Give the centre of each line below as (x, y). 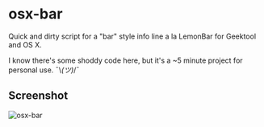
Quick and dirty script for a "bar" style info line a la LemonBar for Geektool (132, 36)
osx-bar (36, 14)
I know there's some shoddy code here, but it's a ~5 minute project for (126, 60)
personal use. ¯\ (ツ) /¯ (44, 70)
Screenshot (38, 96)
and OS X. (25, 44)
